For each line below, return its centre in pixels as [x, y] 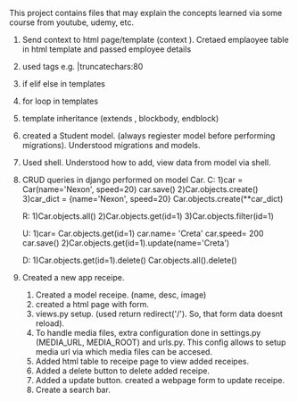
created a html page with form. [92, 304]
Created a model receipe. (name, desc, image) [121, 295]
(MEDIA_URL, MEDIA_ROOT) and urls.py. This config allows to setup [161, 342]
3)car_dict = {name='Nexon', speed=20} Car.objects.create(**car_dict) [153, 199]
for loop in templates [60, 101]
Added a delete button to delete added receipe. [122, 371]
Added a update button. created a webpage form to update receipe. [160, 380]
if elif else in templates [63, 84]
